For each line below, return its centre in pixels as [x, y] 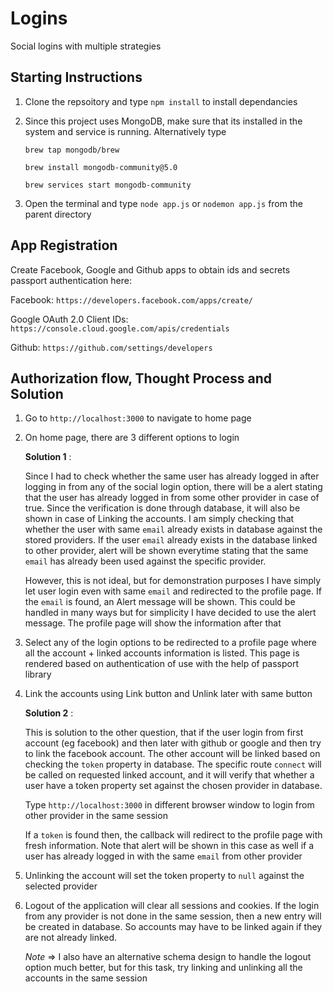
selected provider [61, 886]
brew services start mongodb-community [108, 185]
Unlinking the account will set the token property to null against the [164, 876]
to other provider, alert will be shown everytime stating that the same [166, 551]
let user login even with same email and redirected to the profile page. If [173, 591]
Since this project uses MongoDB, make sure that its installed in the [163, 121]
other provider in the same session [96, 816]
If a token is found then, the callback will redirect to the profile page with [173, 835]
